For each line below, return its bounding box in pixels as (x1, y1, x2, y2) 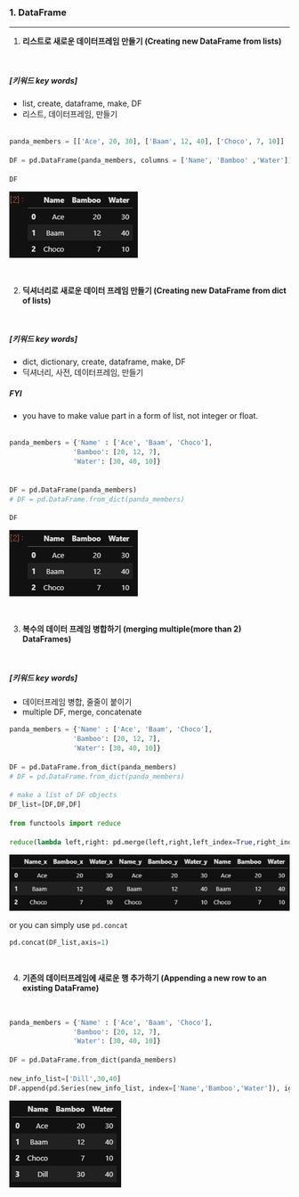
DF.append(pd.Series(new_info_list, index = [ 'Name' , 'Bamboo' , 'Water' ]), (9, 1084, 280, 1093)
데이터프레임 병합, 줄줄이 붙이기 (21, 696, 132, 707)
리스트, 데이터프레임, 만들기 (21, 109, 118, 119)
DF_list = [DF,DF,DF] (9, 800, 82, 810)
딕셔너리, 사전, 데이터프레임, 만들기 (21, 367, 144, 378)
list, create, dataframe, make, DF (21, 98, 142, 109)
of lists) (21, 295, 52, 305)
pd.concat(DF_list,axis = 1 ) (9, 938, 109, 947)
